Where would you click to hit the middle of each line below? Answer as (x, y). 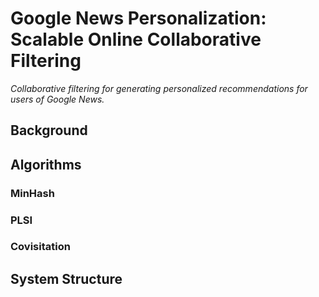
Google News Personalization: (138, 18)
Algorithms (46, 164)
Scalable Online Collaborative (136, 39)
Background (49, 130)
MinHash (32, 193)
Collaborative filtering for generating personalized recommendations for (159, 88)
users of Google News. (57, 99)
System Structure (66, 278)
